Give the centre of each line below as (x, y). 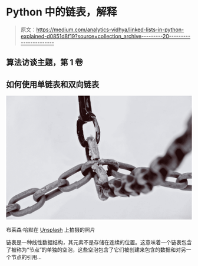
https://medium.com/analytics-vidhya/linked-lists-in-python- (110, 29)
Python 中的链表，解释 (62, 12)
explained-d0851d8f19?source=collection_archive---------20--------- (105, 36)
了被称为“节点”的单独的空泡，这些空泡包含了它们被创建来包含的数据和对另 (96, 249)
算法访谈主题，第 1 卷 (44, 63)
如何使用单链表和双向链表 (52, 84)
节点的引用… (27, 257)
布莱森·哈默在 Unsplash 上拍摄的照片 (51, 229)
